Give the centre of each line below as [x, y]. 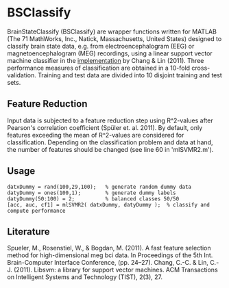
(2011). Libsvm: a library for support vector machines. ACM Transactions [116, 270]
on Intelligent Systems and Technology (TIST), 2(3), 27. [85, 277]
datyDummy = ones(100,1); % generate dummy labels [92, 193]
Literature [28, 232]
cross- [201, 68]
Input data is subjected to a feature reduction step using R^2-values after [110, 120]
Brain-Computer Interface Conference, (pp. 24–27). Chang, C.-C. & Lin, [108, 263]
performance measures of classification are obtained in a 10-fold [99, 68]
